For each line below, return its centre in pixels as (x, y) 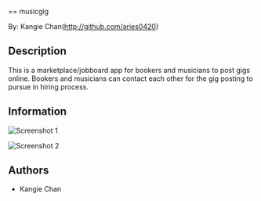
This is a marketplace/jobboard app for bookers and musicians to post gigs (129, 70)
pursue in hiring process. (48, 86)
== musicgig (29, 11)
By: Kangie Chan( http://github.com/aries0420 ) (83, 26)
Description (37, 51)
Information (38, 112)
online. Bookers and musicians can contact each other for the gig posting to (130, 79)
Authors (29, 171)
